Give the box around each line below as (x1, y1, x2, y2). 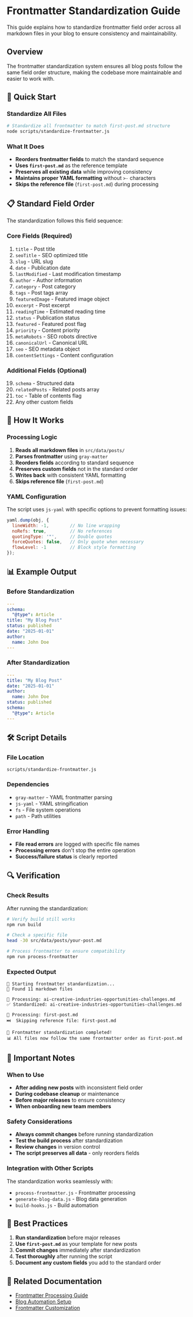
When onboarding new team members (15, 1102, 111, 1110)
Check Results (6, 892, 49, 900)
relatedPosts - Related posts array (15, 385, 99, 393)
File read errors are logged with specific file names (15, 840, 140, 848)
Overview (6, 47, 44, 57)
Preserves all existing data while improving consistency (15, 168, 152, 175)
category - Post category (15, 282, 76, 290)
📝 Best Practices (6, 1218, 68, 1228)
